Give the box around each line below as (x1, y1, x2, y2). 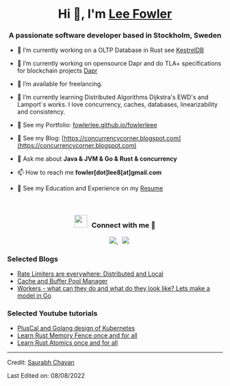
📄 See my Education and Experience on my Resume (16, 184, 164, 192)
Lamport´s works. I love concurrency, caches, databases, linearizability (16, 101, 218, 109)
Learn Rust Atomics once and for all (16, 339, 118, 347)
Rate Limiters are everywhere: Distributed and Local (16, 270, 164, 278)
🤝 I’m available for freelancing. (16, 80, 103, 88)
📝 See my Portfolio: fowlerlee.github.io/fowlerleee (16, 121, 157, 129)
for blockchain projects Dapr (16, 66, 98, 75)
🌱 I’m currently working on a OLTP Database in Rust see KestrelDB (16, 46, 204, 54)
